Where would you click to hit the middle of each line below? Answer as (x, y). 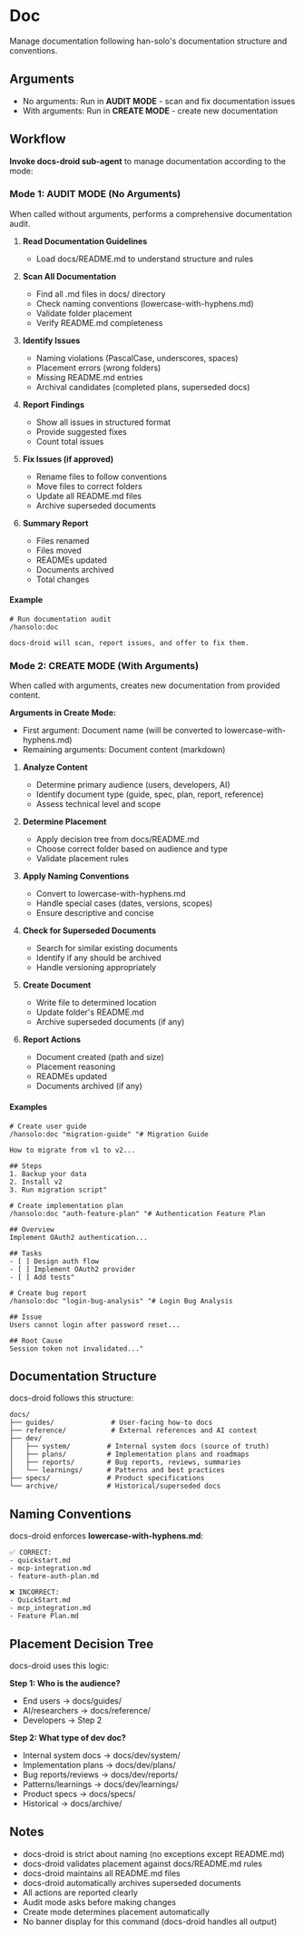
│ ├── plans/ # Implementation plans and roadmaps (129, 1454)
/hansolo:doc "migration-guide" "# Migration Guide (109, 1134)
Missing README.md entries (89, 377)
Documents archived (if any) (89, 1086)
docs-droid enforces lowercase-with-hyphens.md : (107, 1536)
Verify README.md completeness (99, 322)
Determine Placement (64, 821)
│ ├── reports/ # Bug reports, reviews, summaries (126, 1462)
